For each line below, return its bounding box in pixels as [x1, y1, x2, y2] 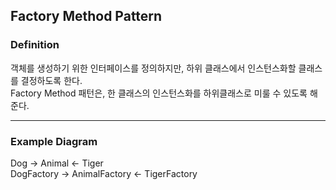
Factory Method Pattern [10, 8, 163, 25]
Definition [10, 38, 60, 52]
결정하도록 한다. [20, 74, 83, 86]
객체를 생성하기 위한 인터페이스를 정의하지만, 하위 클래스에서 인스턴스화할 [10, 62, 297, 74]
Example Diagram [10, 134, 98, 148]
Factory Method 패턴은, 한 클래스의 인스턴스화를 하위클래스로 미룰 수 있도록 [10, 87, 308, 99]
